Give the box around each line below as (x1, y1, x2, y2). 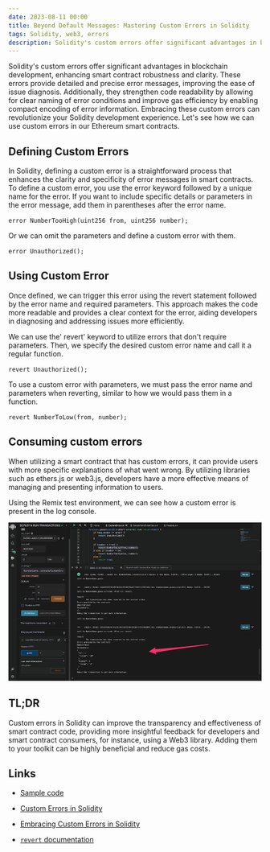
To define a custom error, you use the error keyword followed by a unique (8, 183, 252, 193)
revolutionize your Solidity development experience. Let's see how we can (8, 113, 255, 122)
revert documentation (19, 835, 94, 845)
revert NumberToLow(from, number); (8, 413, 128, 422)
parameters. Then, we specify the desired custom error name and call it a (8, 340, 252, 350)
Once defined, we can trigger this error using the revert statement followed (8, 290, 257, 300)
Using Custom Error (8, 270, 109, 283)
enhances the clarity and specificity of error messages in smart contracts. (8, 175, 254, 184)
